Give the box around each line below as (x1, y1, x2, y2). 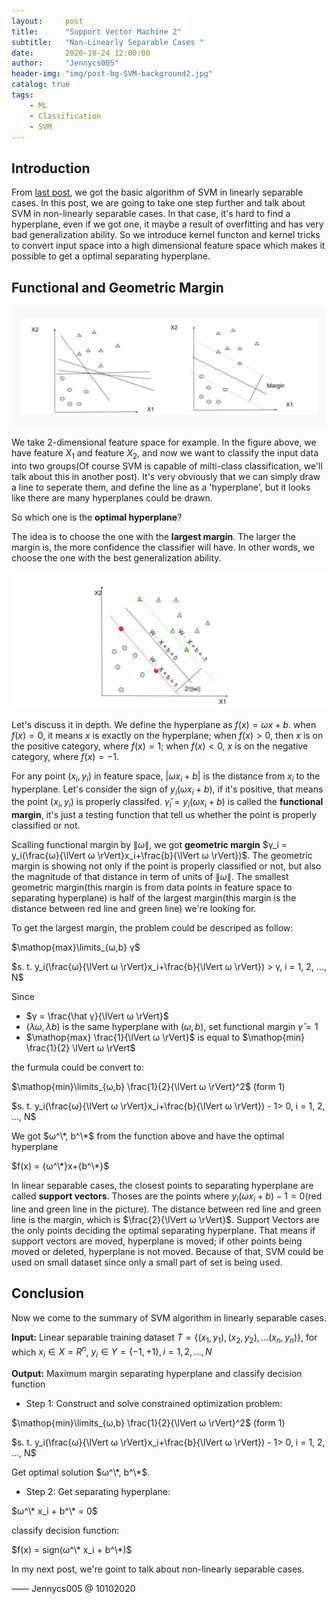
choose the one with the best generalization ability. (11, 551, 222, 564)
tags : (11, 90, 34, 100)
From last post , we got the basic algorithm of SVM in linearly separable (11, 186, 304, 199)
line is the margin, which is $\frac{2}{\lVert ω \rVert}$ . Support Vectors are (11, 1213, 320, 1225)
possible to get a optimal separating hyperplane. (11, 250, 211, 262)
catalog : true (11, 80, 71, 90)
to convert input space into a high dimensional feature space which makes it (11, 240, 326, 252)
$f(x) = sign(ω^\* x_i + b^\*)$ (11, 1544, 133, 1556)
